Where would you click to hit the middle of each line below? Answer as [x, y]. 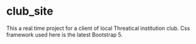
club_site [30, 11]
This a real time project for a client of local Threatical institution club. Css [98, 28]
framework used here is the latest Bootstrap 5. [65, 34]
